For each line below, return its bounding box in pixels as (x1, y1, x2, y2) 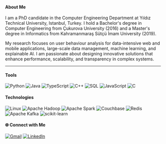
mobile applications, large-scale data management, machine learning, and (5, 46, 156, 51)
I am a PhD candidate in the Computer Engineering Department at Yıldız (5, 15, 151, 21)
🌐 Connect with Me (5, 122, 46, 128)
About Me (5, 4, 26, 10)
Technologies (5, 95, 34, 100)
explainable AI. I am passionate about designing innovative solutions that (5, 51, 153, 57)
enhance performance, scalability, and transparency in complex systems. (5, 56, 154, 62)
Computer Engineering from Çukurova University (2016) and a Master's (5, 25, 150, 32)
